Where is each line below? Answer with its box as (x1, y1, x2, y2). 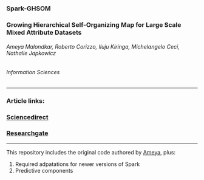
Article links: (6, 96, 45, 105)
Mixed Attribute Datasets (6, 28, 82, 36)
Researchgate (6, 129, 49, 137)
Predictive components (15, 167, 73, 174)
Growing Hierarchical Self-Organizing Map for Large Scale (6, 20, 182, 29)
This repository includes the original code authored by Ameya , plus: (6, 148, 176, 156)
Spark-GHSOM (6, 4, 51, 13)
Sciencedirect (6, 112, 49, 121)
